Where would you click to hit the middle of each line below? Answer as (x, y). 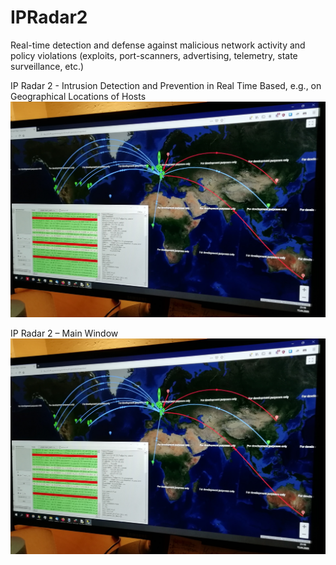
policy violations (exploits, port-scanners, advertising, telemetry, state (154, 55)
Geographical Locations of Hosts (78, 96)
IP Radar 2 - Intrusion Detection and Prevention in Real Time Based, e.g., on (166, 85)
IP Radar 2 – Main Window (64, 333)
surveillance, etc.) (47, 66)
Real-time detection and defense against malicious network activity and (158, 45)
